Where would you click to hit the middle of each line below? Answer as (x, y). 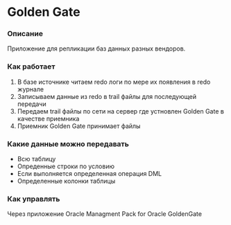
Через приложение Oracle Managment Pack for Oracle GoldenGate (105, 214)
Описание (25, 34)
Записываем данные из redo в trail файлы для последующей (106, 96)
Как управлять (34, 199)
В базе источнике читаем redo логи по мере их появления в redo (114, 82)
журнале (30, 89)
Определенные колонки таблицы (66, 181)
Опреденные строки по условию (66, 166)
